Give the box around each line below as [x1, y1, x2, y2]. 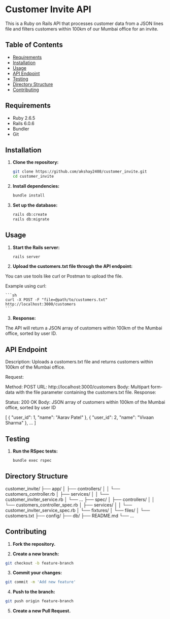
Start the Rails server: [12, 244, 60, 250]
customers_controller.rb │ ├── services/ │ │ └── [5, 491, 109, 497]
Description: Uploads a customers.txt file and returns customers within [5, 359, 153, 365]
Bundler [12, 126, 29, 132]
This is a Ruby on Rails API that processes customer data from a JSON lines [5, 20, 163, 26]
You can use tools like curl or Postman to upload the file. [5, 273, 123, 279]
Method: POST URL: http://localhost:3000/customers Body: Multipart [5, 384, 150, 390]
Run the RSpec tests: [12, 448, 58, 454]
